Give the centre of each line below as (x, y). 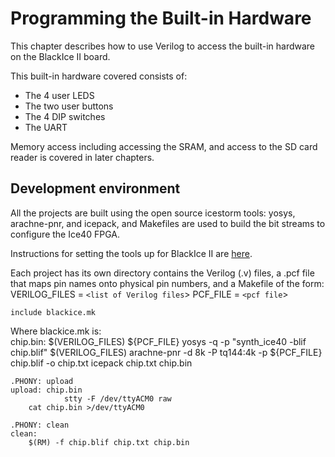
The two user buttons (69, 106)
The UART (46, 127)
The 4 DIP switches (65, 116)
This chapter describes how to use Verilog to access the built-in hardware (163, 46)
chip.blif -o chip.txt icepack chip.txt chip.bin (101, 363)
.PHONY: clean (40, 425)
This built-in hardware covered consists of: (99, 76)
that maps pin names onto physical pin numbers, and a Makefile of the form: (167, 283)
